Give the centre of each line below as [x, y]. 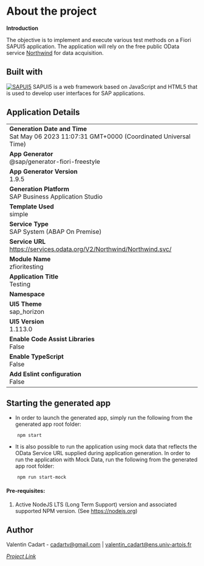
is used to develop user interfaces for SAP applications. [76, 93]
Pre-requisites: [26, 490]
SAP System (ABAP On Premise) [56, 232]
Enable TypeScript [36, 356]
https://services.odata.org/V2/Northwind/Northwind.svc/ [90, 249]
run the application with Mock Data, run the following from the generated [106, 460]
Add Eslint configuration [46, 374]
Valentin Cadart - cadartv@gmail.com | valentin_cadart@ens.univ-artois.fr [99, 545]
